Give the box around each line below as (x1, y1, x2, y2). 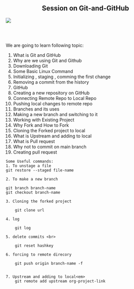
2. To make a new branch (6, 176, 58, 182)
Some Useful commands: (6, 159, 54, 164)
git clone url (15, 207, 44, 212)
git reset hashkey (15, 243, 54, 248)
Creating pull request (13, 149, 57, 155)
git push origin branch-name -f (15, 261, 83, 266)
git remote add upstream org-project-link (15, 278, 106, 283)
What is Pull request (13, 138, 55, 144)
